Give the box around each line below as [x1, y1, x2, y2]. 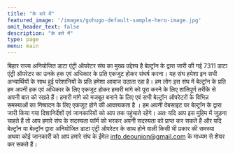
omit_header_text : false [7, 23, 80, 30]
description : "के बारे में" [7, 29, 73, 37]
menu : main [7, 43, 39, 49]
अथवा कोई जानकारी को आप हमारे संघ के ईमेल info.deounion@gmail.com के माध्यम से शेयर [7, 132, 225, 140]
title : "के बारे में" [7, 10, 55, 17]
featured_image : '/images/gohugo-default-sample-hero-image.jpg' [7, 17, 201, 24]
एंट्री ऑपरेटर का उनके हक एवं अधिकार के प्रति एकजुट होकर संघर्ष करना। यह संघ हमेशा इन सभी [7, 70, 218, 77]
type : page [7, 36, 39, 43]
